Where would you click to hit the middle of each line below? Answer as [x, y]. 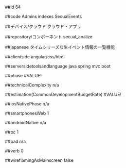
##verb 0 [14, 151]
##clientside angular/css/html [35, 57]
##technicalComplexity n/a [32, 85]
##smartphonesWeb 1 [27, 113]
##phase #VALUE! [23, 76]
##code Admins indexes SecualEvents [44, 16]
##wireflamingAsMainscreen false [39, 160]
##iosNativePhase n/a [27, 104]
